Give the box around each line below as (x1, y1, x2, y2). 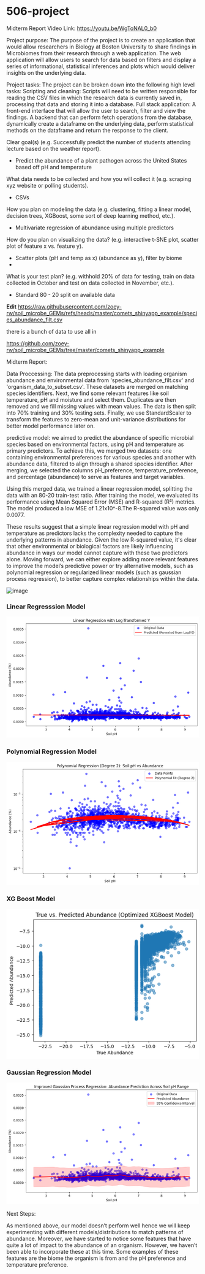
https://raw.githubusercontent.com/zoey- (18, 302, 122, 310)
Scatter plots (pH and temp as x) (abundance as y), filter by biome (15, 254, 182, 261)
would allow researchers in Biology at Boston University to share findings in (6, 43, 197, 50)
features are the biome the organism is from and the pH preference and (6, 1254, 187, 1262)
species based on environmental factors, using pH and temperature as (6, 440, 184, 448)
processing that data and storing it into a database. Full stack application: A (6, 100, 196, 108)
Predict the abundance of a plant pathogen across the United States (15, 156, 187, 164)
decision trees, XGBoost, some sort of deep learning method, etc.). (6, 212, 176, 219)
